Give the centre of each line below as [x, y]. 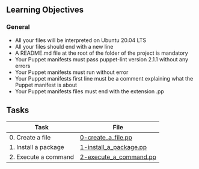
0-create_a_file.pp [106, 137]
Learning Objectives [45, 10]
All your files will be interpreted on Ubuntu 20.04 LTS [81, 40]
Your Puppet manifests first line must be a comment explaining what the [104, 78]
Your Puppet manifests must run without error [72, 72]
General [18, 27]
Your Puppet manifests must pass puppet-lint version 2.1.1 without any [101, 59]
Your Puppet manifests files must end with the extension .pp [89, 91]
